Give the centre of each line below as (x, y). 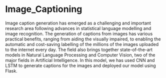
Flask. (11, 70)
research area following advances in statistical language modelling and (78, 28)
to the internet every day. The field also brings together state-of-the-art (79, 49)
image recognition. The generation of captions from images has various (79, 33)
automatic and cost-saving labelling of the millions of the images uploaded (82, 44)
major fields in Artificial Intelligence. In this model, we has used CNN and (80, 60)
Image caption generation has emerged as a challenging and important (78, 23)
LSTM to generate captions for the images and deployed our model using (80, 65)
